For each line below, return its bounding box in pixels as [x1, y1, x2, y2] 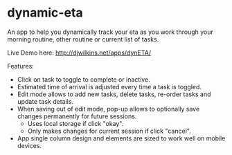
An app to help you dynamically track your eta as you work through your [7, 28, 213, 36]
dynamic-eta [7, 5, 83, 21]
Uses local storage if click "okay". [27, 119, 124, 127]
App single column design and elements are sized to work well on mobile [17, 134, 226, 143]
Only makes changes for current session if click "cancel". [27, 127, 192, 135]
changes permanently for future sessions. [17, 112, 137, 120]
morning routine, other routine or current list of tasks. [7, 35, 159, 43]
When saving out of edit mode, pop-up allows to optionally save [17, 104, 200, 113]
